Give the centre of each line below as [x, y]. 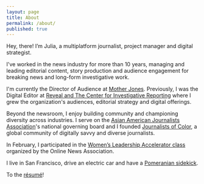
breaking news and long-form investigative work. [68, 77]
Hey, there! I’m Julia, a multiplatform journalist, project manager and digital [100, 46]
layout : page [23, 12]
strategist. [19, 53]
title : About [23, 18]
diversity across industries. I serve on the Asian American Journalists [93, 120]
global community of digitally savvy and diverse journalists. [81, 133]
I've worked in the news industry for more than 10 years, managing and [95, 64]
